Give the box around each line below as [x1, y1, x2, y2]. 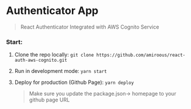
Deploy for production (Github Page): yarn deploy [14, 79, 134, 86]
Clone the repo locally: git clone [14, 51, 95, 58]
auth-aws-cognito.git [14, 57, 67, 64]
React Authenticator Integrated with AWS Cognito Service [20, 23, 159, 30]
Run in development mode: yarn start [14, 68, 107, 75]
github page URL [29, 96, 70, 103]
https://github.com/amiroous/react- [96, 52, 186, 58]
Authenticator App [6, 4, 99, 17]
